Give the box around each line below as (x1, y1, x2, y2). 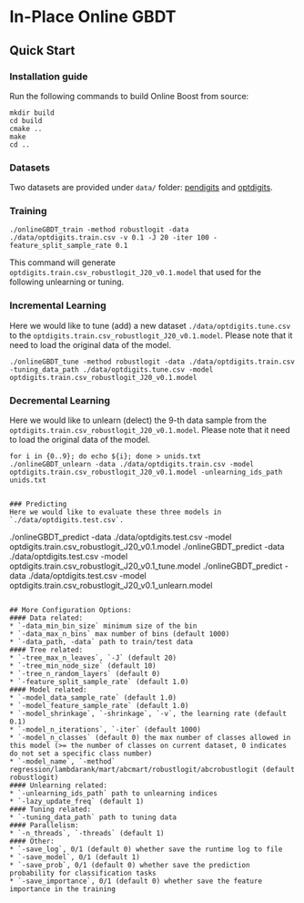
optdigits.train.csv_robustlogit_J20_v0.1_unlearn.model (9, 580, 213, 591)
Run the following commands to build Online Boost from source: (9, 90, 249, 101)
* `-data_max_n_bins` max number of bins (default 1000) (9, 630, 230, 639)
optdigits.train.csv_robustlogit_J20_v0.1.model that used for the (9, 267, 262, 278)
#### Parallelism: (9, 821, 79, 830)
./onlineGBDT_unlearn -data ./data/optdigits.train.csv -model (9, 460, 255, 469)
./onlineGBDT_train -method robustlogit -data (9, 225, 189, 234)
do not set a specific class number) (9, 749, 153, 758)
